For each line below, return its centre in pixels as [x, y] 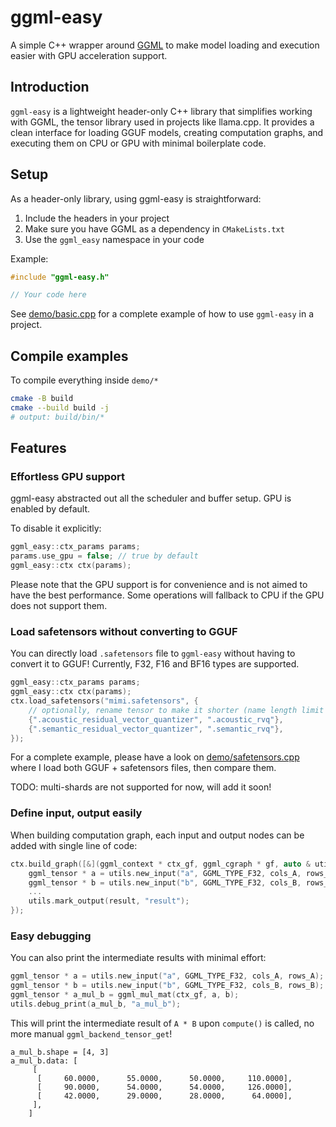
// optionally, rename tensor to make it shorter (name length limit [176, 710]
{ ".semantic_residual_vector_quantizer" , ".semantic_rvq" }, [156, 729]
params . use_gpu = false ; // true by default [104, 556]
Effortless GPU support [68, 477]
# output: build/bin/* [57, 417]
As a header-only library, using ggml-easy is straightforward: [136, 198]
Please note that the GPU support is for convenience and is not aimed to [159, 585]
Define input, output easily [76, 813]
